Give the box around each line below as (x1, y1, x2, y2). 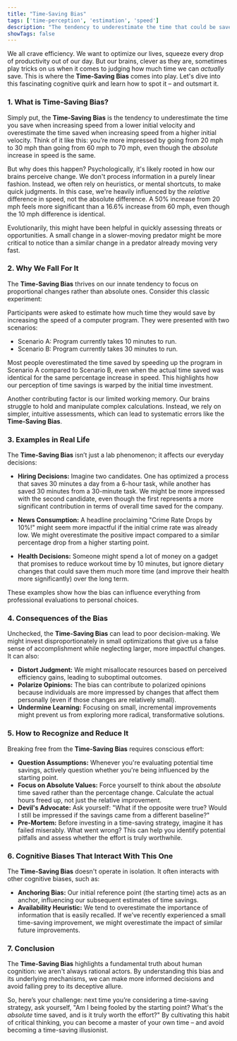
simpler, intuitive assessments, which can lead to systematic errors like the (7, 409, 224, 418)
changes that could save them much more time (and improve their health (17, 567, 229, 576)
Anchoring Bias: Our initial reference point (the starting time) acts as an (17, 888, 227, 897)
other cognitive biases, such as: (7, 875, 100, 883)
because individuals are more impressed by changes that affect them (17, 688, 219, 697)
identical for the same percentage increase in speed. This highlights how (7, 373, 219, 382)
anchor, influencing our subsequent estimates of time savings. (17, 896, 199, 905)
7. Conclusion (7, 943, 55, 953)
